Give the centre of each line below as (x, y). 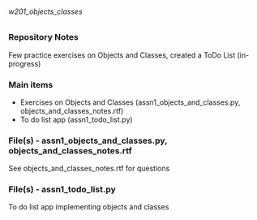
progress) (25, 63)
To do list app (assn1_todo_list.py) (76, 119)
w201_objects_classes (45, 11)
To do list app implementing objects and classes (89, 207)
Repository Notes (43, 37)
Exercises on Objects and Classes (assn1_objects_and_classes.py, (130, 102)
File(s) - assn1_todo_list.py (62, 189)
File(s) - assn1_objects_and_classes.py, (88, 140)
